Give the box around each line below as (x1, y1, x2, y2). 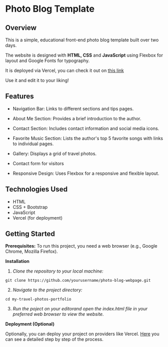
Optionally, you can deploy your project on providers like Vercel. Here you (5, 331, 160, 337)
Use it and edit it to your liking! (5, 77, 69, 83)
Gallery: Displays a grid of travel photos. (12, 150, 97, 156)
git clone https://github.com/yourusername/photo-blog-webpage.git (5, 278, 151, 283)
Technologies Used (5, 185, 68, 194)
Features (5, 92, 34, 101)
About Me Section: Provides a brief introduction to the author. (12, 115, 142, 121)
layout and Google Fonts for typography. (5, 58, 90, 64)
